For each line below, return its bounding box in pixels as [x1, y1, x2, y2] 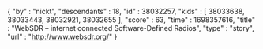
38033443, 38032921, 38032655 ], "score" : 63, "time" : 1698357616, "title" [7, 15, 256, 24]
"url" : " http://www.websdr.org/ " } [7, 32, 118, 41]
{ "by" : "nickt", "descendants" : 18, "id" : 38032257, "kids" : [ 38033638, [7, 7, 246, 16]
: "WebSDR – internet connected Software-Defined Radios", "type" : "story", [7, 24, 254, 32]
